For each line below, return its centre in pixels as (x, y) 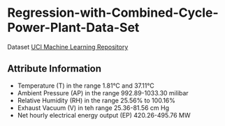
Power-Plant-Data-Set (73, 27)
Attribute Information (55, 69)
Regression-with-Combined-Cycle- (113, 13)
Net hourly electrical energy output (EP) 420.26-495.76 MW (104, 115)
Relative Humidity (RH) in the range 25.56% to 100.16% (96, 100)
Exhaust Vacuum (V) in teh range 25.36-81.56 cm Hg (93, 108)
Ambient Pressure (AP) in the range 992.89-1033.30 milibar (103, 93)
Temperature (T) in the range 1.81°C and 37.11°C (86, 86)
